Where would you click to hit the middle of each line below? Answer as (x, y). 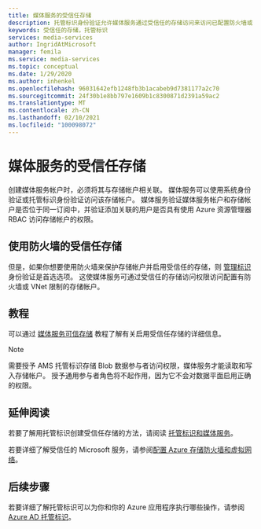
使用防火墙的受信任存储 (65, 246)
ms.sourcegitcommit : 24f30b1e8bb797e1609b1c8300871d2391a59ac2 (114, 96)
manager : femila (35, 52)
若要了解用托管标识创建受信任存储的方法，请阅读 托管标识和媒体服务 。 (123, 433)
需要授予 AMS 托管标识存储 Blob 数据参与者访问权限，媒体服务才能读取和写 (130, 366)
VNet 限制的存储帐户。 (67, 286)
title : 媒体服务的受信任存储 (50, 15)
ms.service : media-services (54, 60)
